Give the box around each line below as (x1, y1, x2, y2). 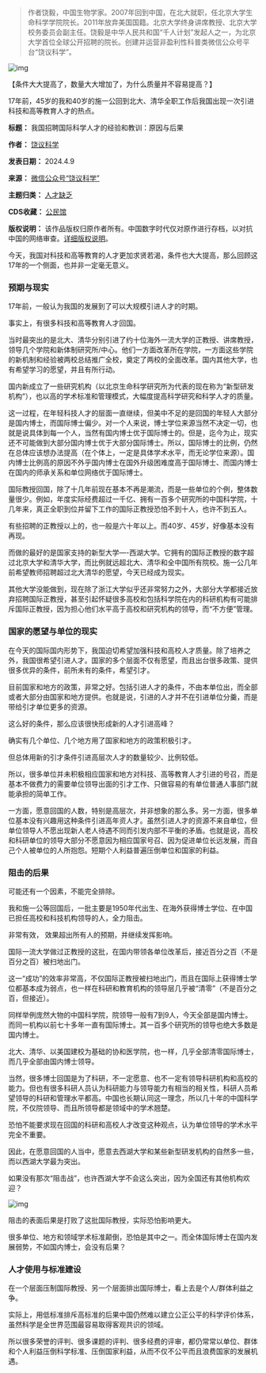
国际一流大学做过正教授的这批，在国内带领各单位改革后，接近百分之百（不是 (8, 946, 258, 956)
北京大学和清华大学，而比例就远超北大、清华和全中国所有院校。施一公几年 (14, 558, 258, 567)
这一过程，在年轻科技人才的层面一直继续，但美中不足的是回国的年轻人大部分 (8, 408, 258, 418)
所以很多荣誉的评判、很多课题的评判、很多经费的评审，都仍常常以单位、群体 (8, 1337, 258, 1346)
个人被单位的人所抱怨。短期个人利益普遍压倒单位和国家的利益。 (14, 845, 223, 855)
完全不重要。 (8, 1129, 50, 1139)
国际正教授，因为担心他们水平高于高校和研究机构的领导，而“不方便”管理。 (14, 605, 257, 614)
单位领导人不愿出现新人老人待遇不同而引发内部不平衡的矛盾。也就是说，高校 (8, 825, 258, 835)
